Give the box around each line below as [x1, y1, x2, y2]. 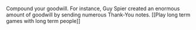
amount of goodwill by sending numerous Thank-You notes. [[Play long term [6, 11, 191, 18]
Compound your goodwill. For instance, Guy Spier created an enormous [6, 5, 180, 12]
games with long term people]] [6, 18, 81, 24]
